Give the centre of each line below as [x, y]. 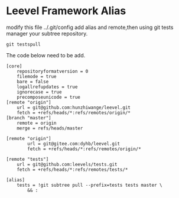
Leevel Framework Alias [66, 11]
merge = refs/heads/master [50, 128]
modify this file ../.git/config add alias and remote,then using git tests [90, 27]
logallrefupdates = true [47, 87]
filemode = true [37, 76]
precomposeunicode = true [49, 97]
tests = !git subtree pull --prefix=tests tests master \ [89, 185]
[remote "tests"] [27, 159]
